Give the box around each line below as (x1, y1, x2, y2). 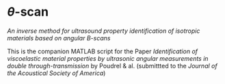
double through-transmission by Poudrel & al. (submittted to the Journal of (7, 61, 217, 70)
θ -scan (7, 4, 49, 20)
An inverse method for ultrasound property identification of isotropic (7, 27, 200, 35)
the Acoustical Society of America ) (7, 69, 106, 77)
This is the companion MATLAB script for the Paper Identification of (7, 47, 198, 55)
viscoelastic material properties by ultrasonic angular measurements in (7, 54, 209, 62)
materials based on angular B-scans (7, 33, 111, 42)
